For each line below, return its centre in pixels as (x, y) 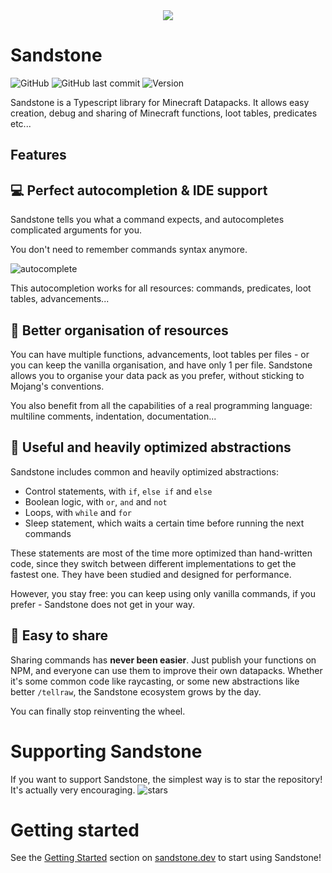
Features (38, 155)
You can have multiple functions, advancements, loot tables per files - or (160, 354)
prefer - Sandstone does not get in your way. (102, 604)
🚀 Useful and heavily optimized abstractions (151, 447)
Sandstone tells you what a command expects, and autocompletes (147, 220)
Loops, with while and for (78, 512)
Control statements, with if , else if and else (118, 491)
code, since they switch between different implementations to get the (153, 563)
